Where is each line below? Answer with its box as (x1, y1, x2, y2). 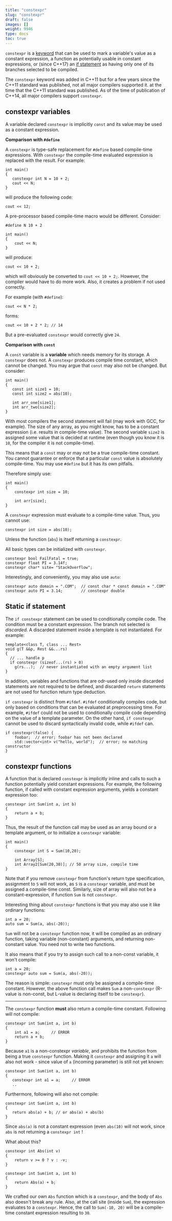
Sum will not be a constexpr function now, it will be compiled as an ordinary (5, 930, 162, 937)
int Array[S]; (14, 858, 45, 863)
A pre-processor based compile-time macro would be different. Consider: (5, 213, 161, 219)
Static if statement (5, 602, 66, 611)
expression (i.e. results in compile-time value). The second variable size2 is (5, 429, 165, 435)
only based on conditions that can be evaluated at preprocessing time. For (5, 704, 162, 710)
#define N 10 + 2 (5, 223, 42, 228)
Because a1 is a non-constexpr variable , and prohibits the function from (5, 1048, 157, 1054)
